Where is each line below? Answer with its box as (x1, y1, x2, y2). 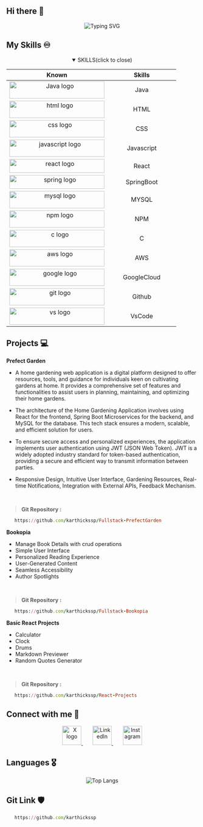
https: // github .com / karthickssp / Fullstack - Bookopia (14, 608, 148, 614)
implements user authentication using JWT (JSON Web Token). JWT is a (15, 444, 198, 452)
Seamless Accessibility (15, 566, 73, 573)
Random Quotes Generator (15, 657, 83, 664)
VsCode (130, 312, 153, 321)
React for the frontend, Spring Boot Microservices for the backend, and (15, 413, 194, 421)
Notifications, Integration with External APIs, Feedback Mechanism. (27, 482, 196, 489)
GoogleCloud (123, 273, 161, 282)
